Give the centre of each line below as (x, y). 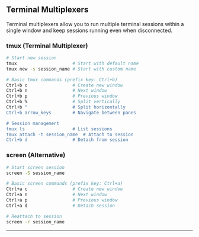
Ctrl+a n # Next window (57, 195)
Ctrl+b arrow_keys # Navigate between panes (71, 113)
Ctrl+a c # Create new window (65, 189)
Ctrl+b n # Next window (57, 91)
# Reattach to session (34, 216)
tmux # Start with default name (73, 63)
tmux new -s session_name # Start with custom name (71, 69)
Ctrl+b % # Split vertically (63, 102)
